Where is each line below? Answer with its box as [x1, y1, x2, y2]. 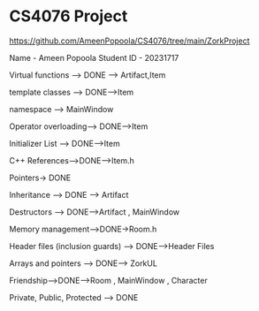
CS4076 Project [9, 6, 128, 27]
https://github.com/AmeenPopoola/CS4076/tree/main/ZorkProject [9, 35, 250, 46]
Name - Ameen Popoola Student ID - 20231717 [9, 52, 179, 63]
